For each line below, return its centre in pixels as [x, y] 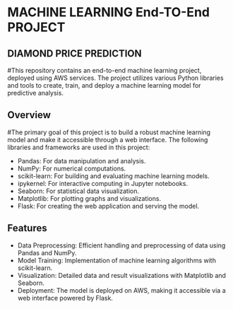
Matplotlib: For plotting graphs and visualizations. [89, 198]
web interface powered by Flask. [65, 298]
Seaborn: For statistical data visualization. [78, 191]
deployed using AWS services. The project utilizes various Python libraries [115, 78]
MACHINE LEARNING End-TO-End [109, 12]
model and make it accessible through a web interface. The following [108, 139]
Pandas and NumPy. [47, 252]
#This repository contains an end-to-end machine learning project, [104, 70]
